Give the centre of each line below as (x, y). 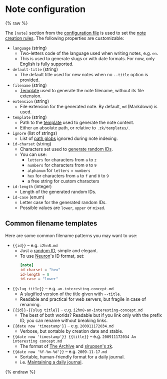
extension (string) (31, 101)
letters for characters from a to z (62, 159)
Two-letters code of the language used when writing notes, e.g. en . (89, 53)
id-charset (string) (32, 143)
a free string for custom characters (63, 181)
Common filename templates (51, 223)
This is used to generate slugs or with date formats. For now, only (87, 58)
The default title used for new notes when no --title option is (84, 74)
